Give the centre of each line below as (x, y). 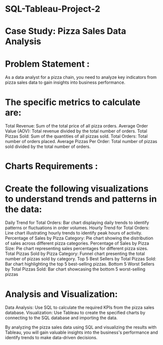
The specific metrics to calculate (73, 102)
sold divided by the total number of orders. (48, 146)
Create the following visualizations (77, 189)
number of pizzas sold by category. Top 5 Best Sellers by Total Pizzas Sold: (81, 259)
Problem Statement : (47, 64)
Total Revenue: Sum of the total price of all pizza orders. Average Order (77, 126)
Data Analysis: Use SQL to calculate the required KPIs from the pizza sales (80, 308)
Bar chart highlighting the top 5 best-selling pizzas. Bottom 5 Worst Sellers (80, 264)
